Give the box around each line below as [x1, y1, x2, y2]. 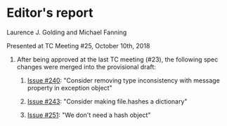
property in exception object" [27, 83, 113, 92]
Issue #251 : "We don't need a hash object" [27, 111, 151, 119]
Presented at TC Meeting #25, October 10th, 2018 [6, 41, 150, 50]
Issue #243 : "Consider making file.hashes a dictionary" [27, 97, 188, 106]
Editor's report [6, 5, 93, 21]
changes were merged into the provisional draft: [16, 62, 156, 71]
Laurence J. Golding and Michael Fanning [6, 28, 127, 36]
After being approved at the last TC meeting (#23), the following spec [16, 55, 219, 64]
